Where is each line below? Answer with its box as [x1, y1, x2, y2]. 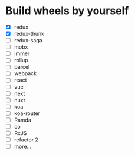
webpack [14, 70, 37, 77]
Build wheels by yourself [5, 4, 129, 18]
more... [14, 143, 32, 150]
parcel [14, 63, 30, 70]
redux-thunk [14, 31, 45, 37]
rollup [14, 57, 28, 64]
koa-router [14, 110, 41, 117]
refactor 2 [14, 136, 39, 143]
